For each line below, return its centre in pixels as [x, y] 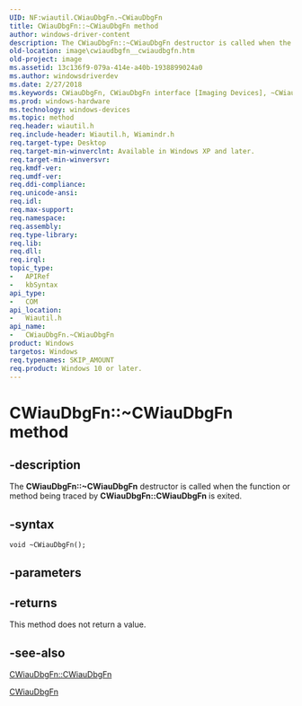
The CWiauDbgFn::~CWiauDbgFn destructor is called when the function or [150, 487]
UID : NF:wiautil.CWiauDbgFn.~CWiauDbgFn [86, 18]
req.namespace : [38, 218]
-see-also [37, 653]
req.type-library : [44, 234]
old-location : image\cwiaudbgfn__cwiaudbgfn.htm [102, 51]
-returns [33, 603]
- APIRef [30, 277]
